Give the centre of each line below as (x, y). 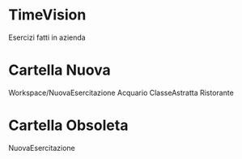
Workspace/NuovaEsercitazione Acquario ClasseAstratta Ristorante (121, 92)
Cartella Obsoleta (68, 125)
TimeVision (47, 15)
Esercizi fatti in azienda (47, 37)
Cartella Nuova (59, 70)
